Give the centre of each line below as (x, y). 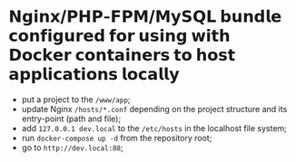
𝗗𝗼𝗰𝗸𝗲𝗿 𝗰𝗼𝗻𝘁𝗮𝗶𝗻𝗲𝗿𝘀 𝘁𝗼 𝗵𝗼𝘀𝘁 (122, 55)
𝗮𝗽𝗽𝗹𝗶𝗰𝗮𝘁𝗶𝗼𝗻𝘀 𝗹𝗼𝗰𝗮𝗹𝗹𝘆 (94, 75)
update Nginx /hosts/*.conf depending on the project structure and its (154, 109)
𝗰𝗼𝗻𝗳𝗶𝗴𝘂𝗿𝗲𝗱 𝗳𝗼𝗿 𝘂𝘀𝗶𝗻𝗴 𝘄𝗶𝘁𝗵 (119, 36)
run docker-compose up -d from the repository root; (117, 138)
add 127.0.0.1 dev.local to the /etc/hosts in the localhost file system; (154, 128)
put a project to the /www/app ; (76, 99)
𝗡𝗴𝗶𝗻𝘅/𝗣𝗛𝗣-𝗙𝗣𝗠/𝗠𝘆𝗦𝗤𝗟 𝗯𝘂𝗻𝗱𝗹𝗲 (145, 17)
